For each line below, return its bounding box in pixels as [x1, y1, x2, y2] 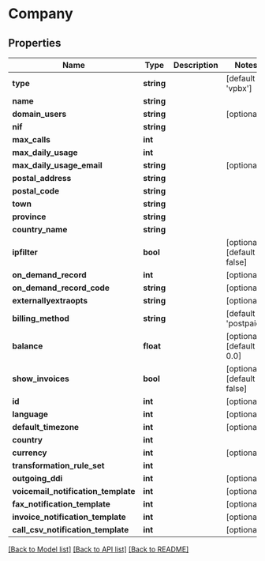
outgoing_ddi [12, 473, 63, 484]
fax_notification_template [12, 499, 110, 510]
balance [12, 341, 43, 352]
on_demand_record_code [12, 282, 110, 293]
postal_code [12, 186, 60, 196]
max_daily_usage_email [12, 160, 103, 171]
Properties [8, 36, 62, 50]
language [12, 409, 49, 420]
